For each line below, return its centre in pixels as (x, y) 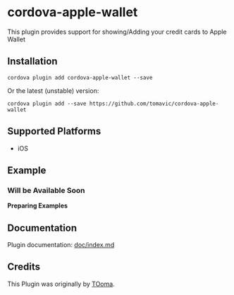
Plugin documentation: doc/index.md (61, 245)
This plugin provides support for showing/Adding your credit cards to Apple (117, 32)
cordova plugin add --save (47, 103)
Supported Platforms (54, 131)
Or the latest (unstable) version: (53, 90)
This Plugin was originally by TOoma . (61, 284)
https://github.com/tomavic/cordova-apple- (154, 103)
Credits (24, 267)
